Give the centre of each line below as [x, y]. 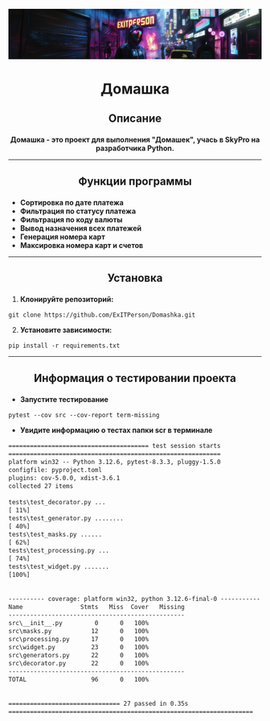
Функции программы [135, 181]
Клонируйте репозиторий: [67, 300]
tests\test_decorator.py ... [57, 502]
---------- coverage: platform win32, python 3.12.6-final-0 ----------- [135, 599]
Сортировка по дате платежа [72, 202]
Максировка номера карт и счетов [82, 245]
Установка [135, 278]
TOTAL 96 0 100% [79, 679]
